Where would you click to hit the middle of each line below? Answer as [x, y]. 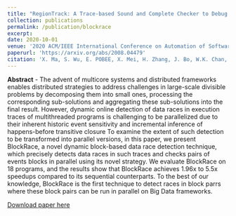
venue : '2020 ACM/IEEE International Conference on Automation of [106, 46]
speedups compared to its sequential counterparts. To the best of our [108, 176]
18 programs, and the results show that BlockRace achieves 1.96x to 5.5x [113, 168]
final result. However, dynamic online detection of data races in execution [113, 109]
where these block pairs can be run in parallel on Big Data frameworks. [110, 191]
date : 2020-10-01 [33, 40]
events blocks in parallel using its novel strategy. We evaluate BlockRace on [117, 161]
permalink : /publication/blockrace [59, 27]
